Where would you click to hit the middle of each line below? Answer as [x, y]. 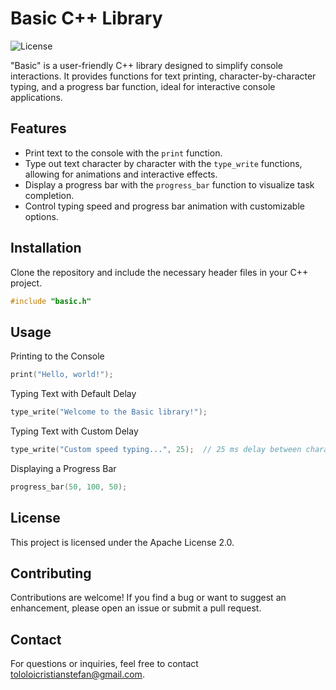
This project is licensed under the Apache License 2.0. [122, 542]
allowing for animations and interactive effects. [121, 174]
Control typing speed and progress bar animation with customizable [164, 206]
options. [41, 216]
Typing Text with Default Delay [73, 394]
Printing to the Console [57, 356]
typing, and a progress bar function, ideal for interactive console [143, 86]
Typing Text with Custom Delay [74, 431]
